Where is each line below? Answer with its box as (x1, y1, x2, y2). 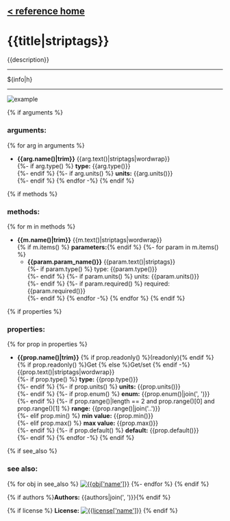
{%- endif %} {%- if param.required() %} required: (27, 279, 170, 288)
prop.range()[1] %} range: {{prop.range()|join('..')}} (16, 404, 161, 413)
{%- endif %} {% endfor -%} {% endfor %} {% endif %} (27, 294, 186, 302)
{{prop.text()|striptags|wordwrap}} (16, 368, 115, 376)
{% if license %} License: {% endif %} (7, 506, 178, 514)
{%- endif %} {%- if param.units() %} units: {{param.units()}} (27, 272, 200, 280)
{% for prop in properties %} (7, 340, 88, 349)
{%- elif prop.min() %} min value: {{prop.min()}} (16, 412, 154, 420)
